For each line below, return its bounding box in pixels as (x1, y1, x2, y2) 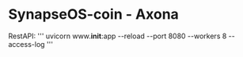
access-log (8, 39, 45, 48)
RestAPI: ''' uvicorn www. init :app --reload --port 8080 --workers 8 (8, 31, 227, 41)
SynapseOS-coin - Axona (8, 5, 180, 23)
